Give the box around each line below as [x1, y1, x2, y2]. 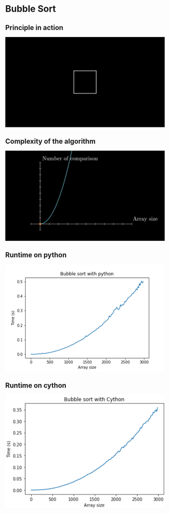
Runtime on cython [5, 381, 67, 390]
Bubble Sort [5, 3, 56, 15]
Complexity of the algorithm [5, 137, 96, 145]
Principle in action [5, 23, 64, 32]
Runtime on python [5, 251, 67, 260]
